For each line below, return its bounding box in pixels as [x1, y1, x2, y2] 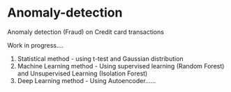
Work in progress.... [7, 41, 64, 49]
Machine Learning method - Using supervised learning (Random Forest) [17, 62, 225, 70]
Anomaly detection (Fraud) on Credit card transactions [7, 28, 164, 36]
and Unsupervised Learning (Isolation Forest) [17, 69, 148, 77]
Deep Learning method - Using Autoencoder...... [17, 76, 156, 84]
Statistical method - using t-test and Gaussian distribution [17, 54, 184, 63]
